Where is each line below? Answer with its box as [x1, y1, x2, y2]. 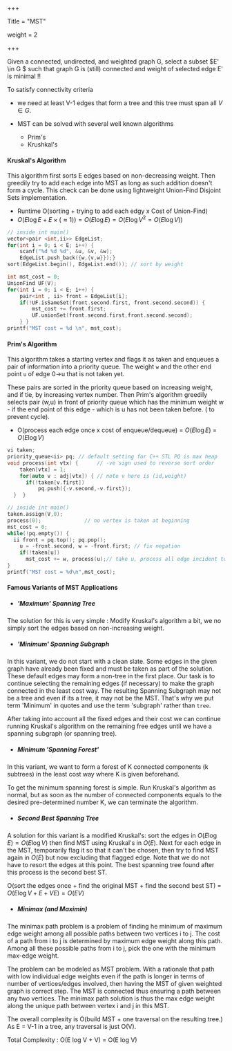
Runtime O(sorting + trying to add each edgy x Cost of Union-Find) [17, 207, 209, 215]
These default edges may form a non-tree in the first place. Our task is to [7, 672, 215, 680]
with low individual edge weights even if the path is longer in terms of [7, 972, 205, 980]
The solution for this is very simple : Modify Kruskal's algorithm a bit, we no [7, 617, 222, 625]
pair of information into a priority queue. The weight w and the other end [7, 362, 212, 371]
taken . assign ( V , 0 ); [7, 511, 64, 518]
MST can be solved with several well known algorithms [17, 120, 174, 128]
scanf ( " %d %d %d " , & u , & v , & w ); [19, 248, 113, 255]
